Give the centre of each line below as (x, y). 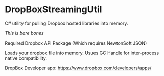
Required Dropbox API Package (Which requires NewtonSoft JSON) (76, 43)
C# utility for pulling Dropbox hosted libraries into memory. (66, 23)
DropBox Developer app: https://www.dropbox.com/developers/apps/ (78, 68)
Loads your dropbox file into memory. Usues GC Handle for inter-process (82, 53)
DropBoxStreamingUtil (53, 9)
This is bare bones (24, 33)
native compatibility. (26, 58)
